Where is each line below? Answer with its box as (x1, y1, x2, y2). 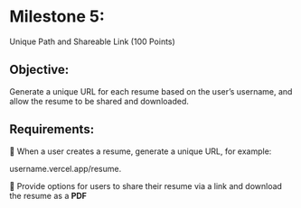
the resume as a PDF (9, 190, 88, 201)
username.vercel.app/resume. (9, 163, 122, 174)
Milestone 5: (9, 6, 106, 27)
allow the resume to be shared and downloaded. (9, 95, 190, 106)
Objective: (9, 62, 70, 77)
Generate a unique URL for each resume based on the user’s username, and (9, 86, 293, 96)
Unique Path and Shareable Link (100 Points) (9, 36, 176, 47)
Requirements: (9, 122, 95, 137)
